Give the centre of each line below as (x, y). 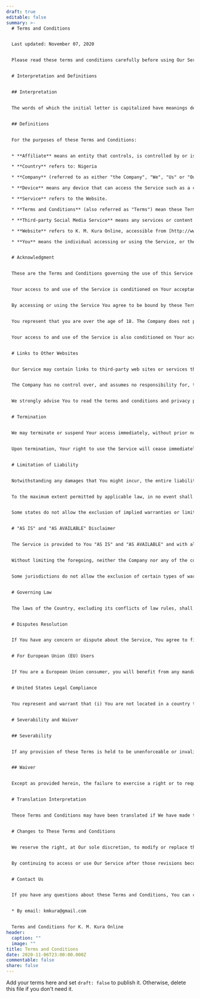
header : (16, 933)
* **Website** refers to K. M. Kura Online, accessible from (89, 231)
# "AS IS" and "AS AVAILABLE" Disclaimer (64, 529)
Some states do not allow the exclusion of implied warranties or (96, 513)
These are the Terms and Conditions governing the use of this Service (102, 274)
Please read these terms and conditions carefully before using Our (98, 60)
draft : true (21, 12)
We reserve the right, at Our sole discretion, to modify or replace (99, 847)
